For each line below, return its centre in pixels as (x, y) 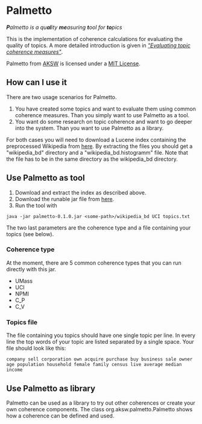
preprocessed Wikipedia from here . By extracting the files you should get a (99, 146)
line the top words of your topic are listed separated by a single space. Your (100, 342)
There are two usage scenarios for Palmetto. (62, 97)
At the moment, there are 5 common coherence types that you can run (94, 263)
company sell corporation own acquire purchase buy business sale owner (99, 359)
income (14, 370)
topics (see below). (30, 234)
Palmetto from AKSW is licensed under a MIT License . (73, 63)
